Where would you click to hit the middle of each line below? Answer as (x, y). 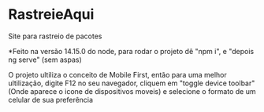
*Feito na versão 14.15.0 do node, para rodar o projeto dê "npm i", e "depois (131, 51)
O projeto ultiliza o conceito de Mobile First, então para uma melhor (117, 74)
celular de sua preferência (50, 99)
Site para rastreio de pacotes (55, 36)
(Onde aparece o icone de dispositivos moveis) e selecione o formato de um (132, 91)
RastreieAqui (51, 14)
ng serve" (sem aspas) (45, 60)
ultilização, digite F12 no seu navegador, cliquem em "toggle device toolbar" (132, 83)
